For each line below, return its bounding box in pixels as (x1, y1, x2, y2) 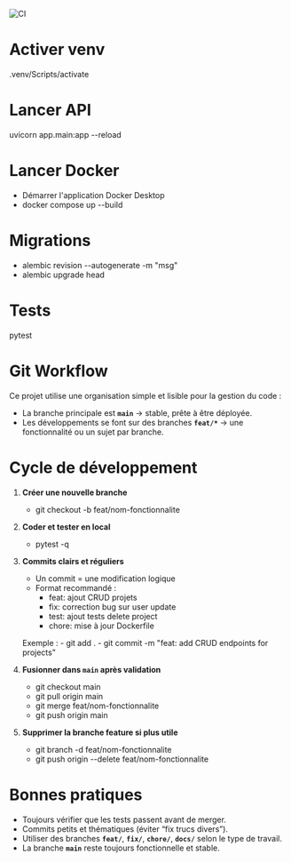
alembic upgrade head (21, 269, 105, 280)
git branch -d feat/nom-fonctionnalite (35, 744, 172, 754)
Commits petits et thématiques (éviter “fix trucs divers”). (21, 823, 229, 834)
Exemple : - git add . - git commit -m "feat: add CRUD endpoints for (21, 637, 269, 648)
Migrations (9, 231, 91, 251)
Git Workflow (9, 361, 108, 381)
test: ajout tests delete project (48, 611, 158, 621)
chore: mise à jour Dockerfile (48, 620, 155, 631)
